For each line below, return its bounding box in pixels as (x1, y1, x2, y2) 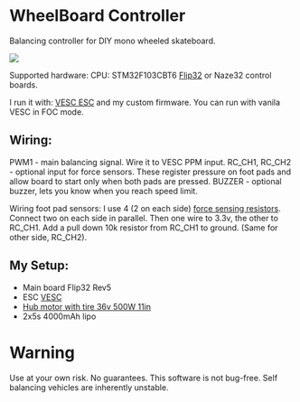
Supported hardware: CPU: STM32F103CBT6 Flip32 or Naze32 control (9, 70, 272, 80)
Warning (9, 342, 75, 362)
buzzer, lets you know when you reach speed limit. (9, 185, 199, 196)
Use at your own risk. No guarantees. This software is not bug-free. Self (9, 372, 278, 383)
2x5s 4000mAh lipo (22, 311, 97, 322)
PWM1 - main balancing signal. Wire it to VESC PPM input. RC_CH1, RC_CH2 (9, 156, 292, 167)
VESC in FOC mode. (9, 106, 84, 117)
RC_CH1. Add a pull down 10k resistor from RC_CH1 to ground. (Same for (9, 222, 278, 233)
